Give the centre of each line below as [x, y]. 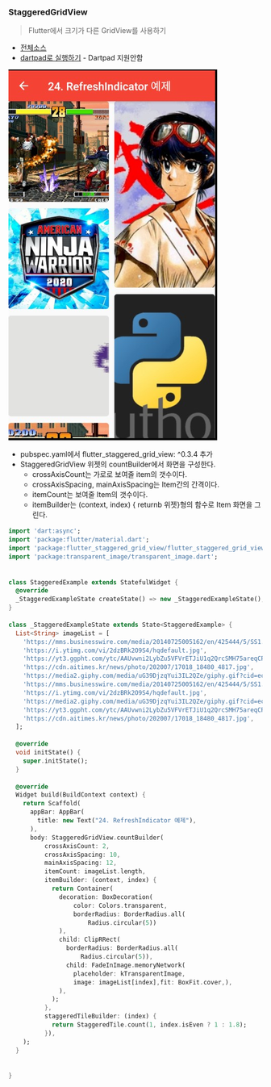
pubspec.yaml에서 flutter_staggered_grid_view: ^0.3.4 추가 [117, 454]
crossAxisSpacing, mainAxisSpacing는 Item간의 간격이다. [126, 485]
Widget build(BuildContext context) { [81, 795]
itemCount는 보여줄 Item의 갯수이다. [90, 495]
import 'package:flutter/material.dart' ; [79, 540]
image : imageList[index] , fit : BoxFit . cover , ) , [152, 982]
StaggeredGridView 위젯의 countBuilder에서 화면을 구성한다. [118, 464]
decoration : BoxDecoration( [106, 897]
